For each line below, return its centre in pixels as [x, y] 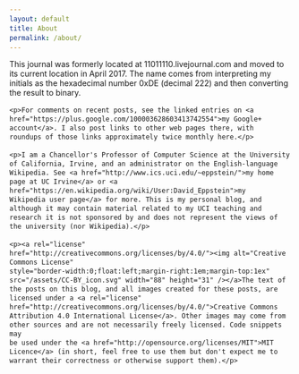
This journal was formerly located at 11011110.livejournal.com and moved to [147, 64]
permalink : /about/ [46, 38]
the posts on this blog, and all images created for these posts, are [144, 289]
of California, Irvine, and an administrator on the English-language [144, 164]
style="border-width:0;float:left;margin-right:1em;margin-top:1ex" [140, 272]
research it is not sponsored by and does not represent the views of [144, 218]
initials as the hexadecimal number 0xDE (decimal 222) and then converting [149, 83]
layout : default [39, 19]
